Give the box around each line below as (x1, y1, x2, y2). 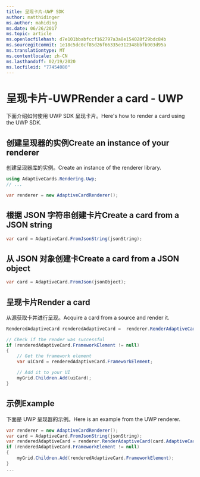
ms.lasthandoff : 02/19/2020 (6, 58, 76, 64)
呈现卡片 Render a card (6, 297, 90, 307)
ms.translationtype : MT (6, 48, 65, 54)
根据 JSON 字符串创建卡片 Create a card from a (6, 210, 180, 220)
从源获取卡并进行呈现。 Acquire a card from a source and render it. (6, 314, 170, 321)
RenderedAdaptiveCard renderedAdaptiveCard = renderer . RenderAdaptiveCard (6, 326, 198, 332)
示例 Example (6, 398, 55, 409)
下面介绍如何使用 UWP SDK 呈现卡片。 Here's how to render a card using (6, 113, 185, 120)
